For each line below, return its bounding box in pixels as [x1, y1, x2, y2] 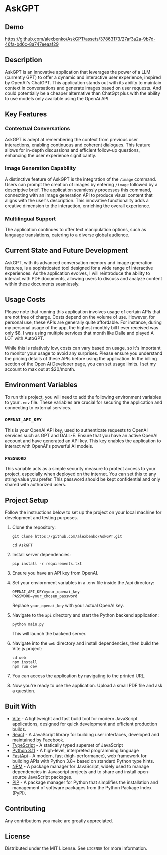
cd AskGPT [12, 543, 33, 548]
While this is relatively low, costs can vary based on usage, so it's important [5, 345, 161, 351]
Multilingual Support [5, 215, 56, 222]
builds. [12, 726, 26, 732]
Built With [5, 702, 36, 711]
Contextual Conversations [5, 125, 70, 132]
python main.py [12, 622, 44, 627]
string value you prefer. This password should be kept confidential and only [5, 476, 161, 482]
